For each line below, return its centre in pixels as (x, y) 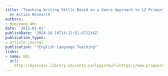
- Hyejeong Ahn (21, 24)
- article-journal (24, 42)
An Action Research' (31, 14)
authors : (14, 19)
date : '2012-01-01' (25, 28)
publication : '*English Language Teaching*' (52, 47)
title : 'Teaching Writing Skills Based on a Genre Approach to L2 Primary (85, 10)
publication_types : (25, 38)
